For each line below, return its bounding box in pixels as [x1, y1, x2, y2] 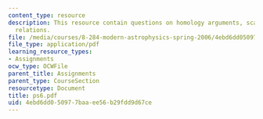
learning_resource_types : [8, 48, 92, 56]
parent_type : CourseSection [8, 77, 100, 85]
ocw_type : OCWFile [8, 63, 68, 70]
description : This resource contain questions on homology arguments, [8, 19, 243, 27]
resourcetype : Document [8, 84, 86, 92]
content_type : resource [8, 11, 86, 20]
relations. [15, 26, 51, 34]
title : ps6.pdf [8, 92, 58, 99]
